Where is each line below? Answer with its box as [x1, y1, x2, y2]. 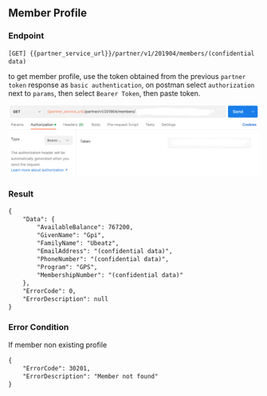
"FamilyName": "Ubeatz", [37, 240, 120, 247]
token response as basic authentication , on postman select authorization [8, 80, 255, 89]
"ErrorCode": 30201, [22, 364, 91, 372]
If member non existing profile [8, 339, 108, 350]
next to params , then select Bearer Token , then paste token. [8, 88, 201, 98]
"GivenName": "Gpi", [37, 232, 105, 240]
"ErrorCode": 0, [22, 287, 77, 295]
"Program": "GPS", [37, 263, 98, 271]
